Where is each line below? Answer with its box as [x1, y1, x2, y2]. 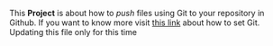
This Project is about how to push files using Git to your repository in [9, 8, 265, 18]
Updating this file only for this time [9, 27, 138, 37]
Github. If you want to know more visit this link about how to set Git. [9, 17, 260, 28]
